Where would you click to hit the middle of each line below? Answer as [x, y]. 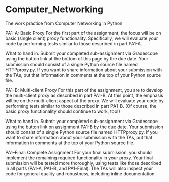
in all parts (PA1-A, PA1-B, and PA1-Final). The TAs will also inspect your [79, 168]
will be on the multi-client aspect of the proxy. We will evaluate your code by [84, 101]
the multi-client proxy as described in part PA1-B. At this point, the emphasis [84, 95]
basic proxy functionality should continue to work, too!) [63, 111]
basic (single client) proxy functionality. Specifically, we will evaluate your [82, 38]
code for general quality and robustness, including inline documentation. [81, 174]
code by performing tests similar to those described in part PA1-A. [74, 43]
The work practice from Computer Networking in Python [64, 23]
